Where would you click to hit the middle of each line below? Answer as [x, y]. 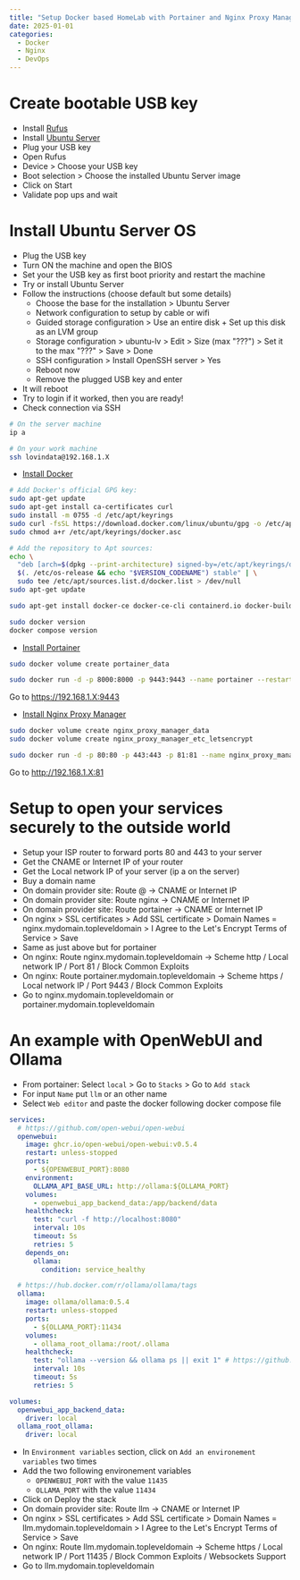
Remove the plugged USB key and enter [109, 379]
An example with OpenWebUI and [136, 1041]
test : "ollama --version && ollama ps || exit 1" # [131, 1361]
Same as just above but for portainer [89, 947]
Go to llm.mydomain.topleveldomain [88, 1566]
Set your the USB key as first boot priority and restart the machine [144, 275]
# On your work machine [54, 448]
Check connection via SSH [71, 407]
